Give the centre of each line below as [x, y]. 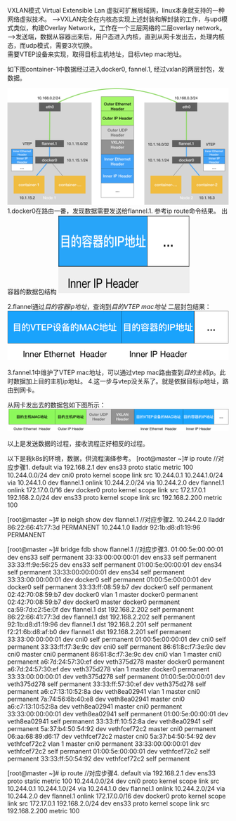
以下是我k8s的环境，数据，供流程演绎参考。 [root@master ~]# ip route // [113, 459]
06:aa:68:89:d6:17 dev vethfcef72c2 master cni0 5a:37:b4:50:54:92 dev [112, 737]
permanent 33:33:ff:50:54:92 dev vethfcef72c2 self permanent [99, 759]
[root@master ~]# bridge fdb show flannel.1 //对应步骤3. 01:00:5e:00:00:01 [115, 549]
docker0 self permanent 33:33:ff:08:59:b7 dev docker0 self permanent [110, 587]
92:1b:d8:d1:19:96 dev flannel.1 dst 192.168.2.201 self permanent [100, 624]
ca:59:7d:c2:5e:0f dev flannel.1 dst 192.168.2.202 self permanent [101, 610]
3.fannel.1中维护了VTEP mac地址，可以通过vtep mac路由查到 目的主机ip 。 [113, 372]
